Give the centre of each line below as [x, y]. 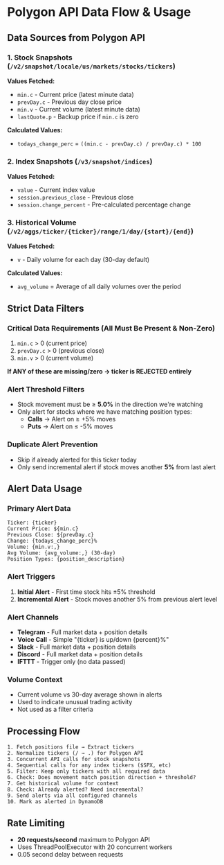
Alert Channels [33, 617]
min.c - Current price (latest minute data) [76, 94]
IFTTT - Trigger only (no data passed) [71, 662]
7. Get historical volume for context [63, 784]
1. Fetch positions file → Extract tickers [71, 747]
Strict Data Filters [46, 308]
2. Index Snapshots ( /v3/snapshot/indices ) [80, 161]
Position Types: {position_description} [66, 559]
